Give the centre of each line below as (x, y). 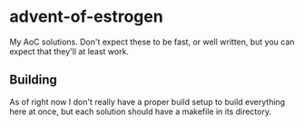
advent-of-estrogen (86, 17)
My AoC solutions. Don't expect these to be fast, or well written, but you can (152, 42)
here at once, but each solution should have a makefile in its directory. (141, 111)
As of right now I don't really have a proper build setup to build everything (147, 102)
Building (33, 80)
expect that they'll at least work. (69, 51)
